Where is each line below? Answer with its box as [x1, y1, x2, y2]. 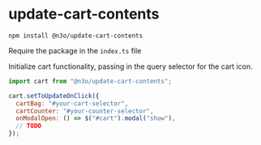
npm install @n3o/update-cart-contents [8, 32, 143, 40]
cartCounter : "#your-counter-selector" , [15, 107, 154, 115]
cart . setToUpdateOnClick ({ [8, 92, 100, 100]
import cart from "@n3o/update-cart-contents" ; [8, 77, 173, 85]
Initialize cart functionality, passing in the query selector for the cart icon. [8, 62, 253, 71]
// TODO [15, 122, 42, 130]
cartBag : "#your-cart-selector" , [15, 99, 129, 108]
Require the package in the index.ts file [8, 45, 142, 55]
